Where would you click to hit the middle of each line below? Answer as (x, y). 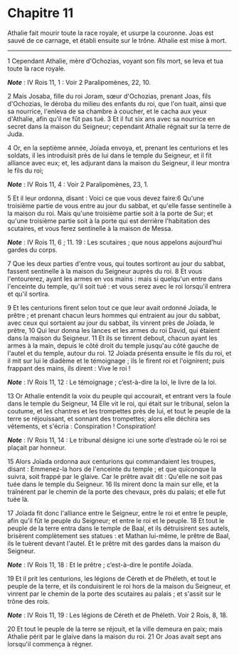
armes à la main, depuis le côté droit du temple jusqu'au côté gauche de (113, 345)
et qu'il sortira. (28, 294)
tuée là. (18, 499)
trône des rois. (28, 601)
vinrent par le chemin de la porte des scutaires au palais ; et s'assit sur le (115, 594)
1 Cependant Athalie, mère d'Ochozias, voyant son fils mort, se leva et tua (116, 61)
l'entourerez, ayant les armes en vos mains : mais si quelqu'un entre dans (115, 279)
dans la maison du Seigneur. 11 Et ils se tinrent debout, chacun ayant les (113, 338)
